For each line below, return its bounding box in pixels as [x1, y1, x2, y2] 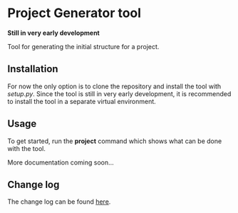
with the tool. [7, 144, 46, 152]
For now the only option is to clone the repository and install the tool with [7, 82, 222, 90]
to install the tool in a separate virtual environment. [7, 97, 157, 105]
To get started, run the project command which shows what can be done [7, 137, 222, 145]
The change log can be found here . [7, 197, 111, 206]
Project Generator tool [7, 5, 141, 21]
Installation [7, 63, 58, 76]
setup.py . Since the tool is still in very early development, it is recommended [7, 89, 232, 98]
